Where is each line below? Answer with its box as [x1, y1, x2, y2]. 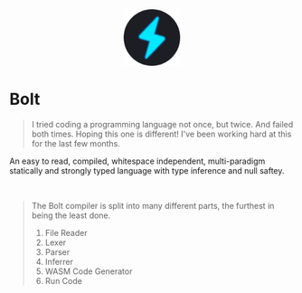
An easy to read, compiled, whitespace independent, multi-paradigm [9, 156, 266, 166]
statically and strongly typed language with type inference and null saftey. [9, 165, 285, 175]
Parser [44, 246, 71, 257]
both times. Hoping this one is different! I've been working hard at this [31, 128, 292, 139]
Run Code [44, 275, 83, 286]
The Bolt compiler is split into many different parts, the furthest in [31, 200, 275, 211]
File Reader [44, 227, 88, 238]
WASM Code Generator [44, 266, 133, 277]
